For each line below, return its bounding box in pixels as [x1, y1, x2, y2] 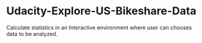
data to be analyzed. [6, 30, 58, 37]
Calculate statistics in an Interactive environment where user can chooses [6, 24, 192, 31]
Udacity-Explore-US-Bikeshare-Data [6, 4, 197, 18]
